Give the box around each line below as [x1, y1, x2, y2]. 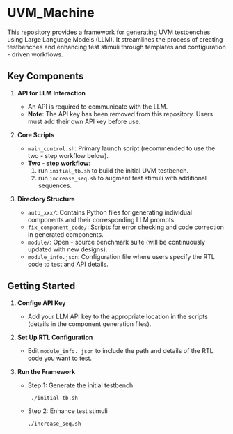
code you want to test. [27, 354, 93, 362]
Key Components [7, 70, 84, 82]
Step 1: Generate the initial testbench [27, 381, 134, 389]
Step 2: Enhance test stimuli [27, 407, 108, 415]
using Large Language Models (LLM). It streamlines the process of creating [7, 35, 223, 43]
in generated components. [27, 230, 104, 238]
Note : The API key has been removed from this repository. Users [27, 109, 214, 118]
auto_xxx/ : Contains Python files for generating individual [27, 208, 193, 217]
